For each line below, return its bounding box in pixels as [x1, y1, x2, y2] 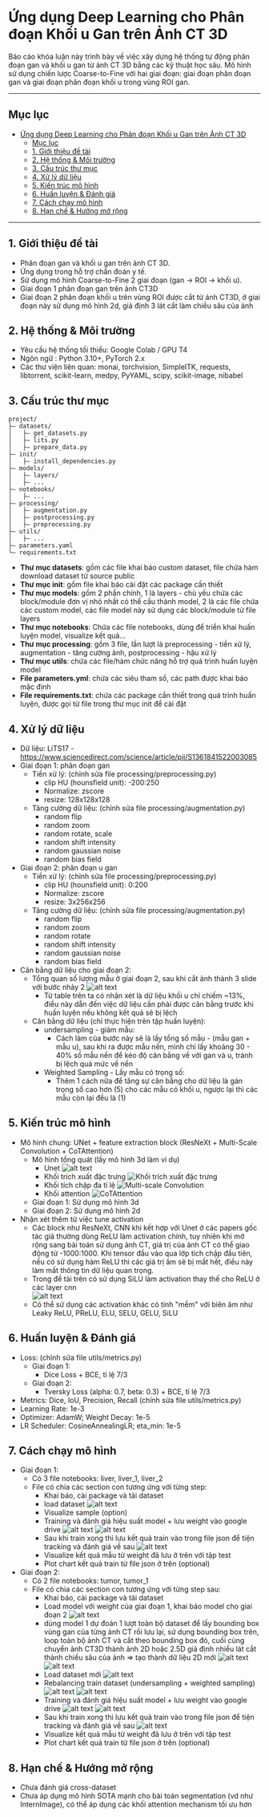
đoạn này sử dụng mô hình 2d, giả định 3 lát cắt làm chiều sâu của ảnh [19, 301, 254, 310]
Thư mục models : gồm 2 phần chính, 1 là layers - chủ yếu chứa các [19, 588, 243, 598]
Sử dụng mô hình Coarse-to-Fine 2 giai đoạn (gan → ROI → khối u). [19, 275, 243, 285]
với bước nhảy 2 [31, 983, 86, 992]
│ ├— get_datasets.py [8, 429, 88, 437]
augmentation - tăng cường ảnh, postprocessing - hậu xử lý [19, 648, 218, 658]
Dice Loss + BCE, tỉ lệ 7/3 [43, 1369, 128, 1379]
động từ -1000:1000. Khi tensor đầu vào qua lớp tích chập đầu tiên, [31, 1248, 253, 1258]
